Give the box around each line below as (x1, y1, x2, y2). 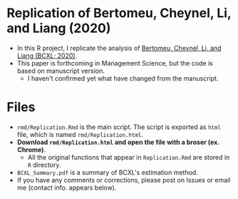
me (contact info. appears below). (16, 183, 117, 192)
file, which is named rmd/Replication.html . (16, 130, 144, 138)
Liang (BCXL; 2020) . (16, 51, 78, 60)
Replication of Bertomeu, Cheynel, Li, (6, 5, 232, 21)
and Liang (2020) (6, 20, 111, 36)
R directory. (27, 160, 61, 169)
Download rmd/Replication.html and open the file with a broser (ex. (16, 138, 220, 146)
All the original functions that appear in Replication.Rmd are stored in (27, 153, 230, 161)
